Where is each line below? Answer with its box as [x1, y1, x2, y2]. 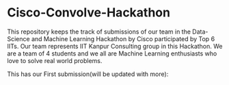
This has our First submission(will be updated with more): [7, 70, 169, 78]
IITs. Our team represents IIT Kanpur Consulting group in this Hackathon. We [7, 42, 223, 50]
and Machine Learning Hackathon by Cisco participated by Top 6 [31, 34, 215, 42]
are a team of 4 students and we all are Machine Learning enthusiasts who [7, 49, 217, 58]
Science [7, 34, 30, 42]
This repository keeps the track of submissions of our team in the [7, 27, 191, 36]
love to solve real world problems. [7, 56, 103, 64]
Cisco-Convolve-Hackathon [7, 5, 171, 21]
